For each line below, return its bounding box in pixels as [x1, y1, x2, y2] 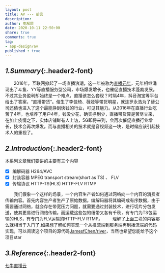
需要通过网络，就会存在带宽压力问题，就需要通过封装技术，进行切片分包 [5, 204, 151, 209]
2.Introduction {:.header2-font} [5, 144, 103, 153]
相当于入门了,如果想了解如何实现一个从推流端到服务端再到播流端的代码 [13, 222, 157, 228]
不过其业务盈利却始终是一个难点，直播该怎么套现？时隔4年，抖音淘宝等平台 [5, 93, 159, 99]
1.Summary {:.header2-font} [5, 67, 93, 75]
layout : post [5, 7, 32, 12]
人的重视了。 [9, 130, 35, 136]
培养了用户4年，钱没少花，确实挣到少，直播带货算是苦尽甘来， [29, 111, 157, 117]
